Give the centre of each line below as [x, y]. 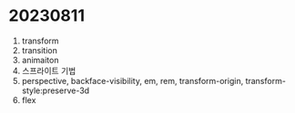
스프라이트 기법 [49, 71]
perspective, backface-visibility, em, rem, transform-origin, [132, 80]
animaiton [40, 60]
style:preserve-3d [56, 90]
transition [40, 50]
